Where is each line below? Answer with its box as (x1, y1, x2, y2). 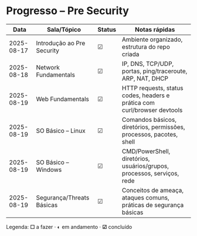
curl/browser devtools (122, 106, 183, 114)
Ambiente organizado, (122, 35, 183, 44)
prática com (122, 98, 155, 107)
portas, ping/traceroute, (122, 67, 188, 75)
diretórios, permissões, (122, 122, 186, 131)
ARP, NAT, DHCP (122, 74, 169, 82)
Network (36, 63, 60, 71)
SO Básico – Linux (36, 127, 86, 135)
